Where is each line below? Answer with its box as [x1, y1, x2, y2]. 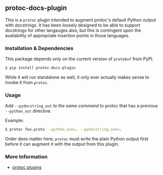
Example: [5, 118, 24, 124]
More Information [5, 153, 48, 160]
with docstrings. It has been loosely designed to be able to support [5, 22, 141, 28]
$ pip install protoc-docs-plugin [5, 66, 76, 71]
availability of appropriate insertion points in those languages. [5, 32, 130, 38]
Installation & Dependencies [5, 45, 74, 51]
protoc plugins [12, 164, 42, 171]
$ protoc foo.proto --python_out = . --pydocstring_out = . [5, 127, 122, 132]
